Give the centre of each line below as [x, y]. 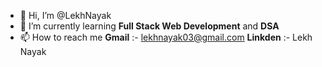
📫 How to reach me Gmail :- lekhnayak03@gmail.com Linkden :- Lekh [166, 37]
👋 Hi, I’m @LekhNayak [65, 15]
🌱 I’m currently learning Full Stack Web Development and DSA [149, 26]
